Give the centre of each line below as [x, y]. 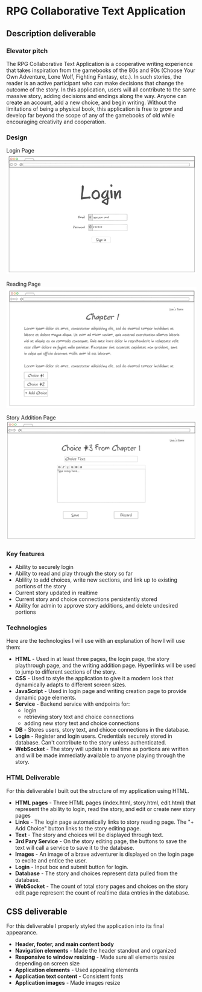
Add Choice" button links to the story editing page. [78, 828]
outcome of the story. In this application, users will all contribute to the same [101, 90]
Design [17, 137]
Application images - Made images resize [68, 983]
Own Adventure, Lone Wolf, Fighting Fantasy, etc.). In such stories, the [94, 76]
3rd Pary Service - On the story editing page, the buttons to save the [101, 841]
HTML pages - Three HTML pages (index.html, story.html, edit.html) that [105, 803]
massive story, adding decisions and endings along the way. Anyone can [96, 96]
